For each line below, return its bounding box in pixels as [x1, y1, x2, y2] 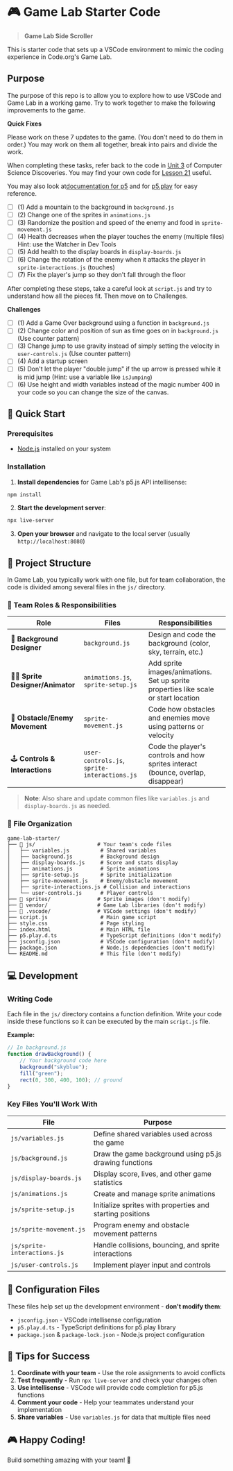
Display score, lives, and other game [93, 1169, 212, 1179]
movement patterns [93, 1229, 157, 1238]
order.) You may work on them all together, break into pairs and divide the [7, 140, 218, 149]
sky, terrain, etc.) [148, 647, 203, 657]
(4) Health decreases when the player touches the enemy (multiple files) [17, 232, 225, 240]
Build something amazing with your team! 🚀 [7, 1456, 132, 1464]
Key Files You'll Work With [7, 1100, 98, 1109]
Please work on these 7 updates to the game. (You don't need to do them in [7, 133, 223, 141]
